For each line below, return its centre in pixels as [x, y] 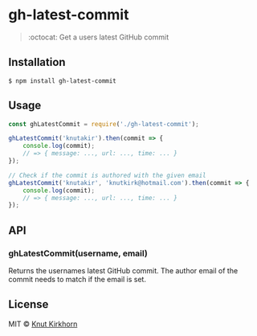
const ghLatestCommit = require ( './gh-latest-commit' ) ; [104, 124]
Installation [37, 62]
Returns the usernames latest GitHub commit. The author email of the [123, 270]
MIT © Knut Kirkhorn [43, 324]
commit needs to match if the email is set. [78, 279]
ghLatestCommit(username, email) [78, 253]
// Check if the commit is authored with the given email [107, 175]
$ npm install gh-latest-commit [62, 81]
